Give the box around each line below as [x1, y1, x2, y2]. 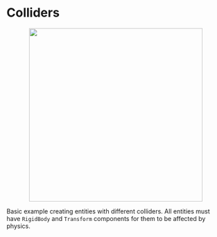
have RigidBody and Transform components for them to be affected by [6, 214, 206, 222]
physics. [6, 222, 31, 230]
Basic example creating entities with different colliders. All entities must [6, 207, 211, 216]
